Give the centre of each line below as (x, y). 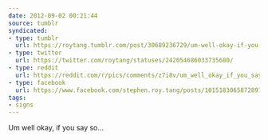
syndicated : (28, 30)
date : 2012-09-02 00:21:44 (53, 16)
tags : (17, 98)
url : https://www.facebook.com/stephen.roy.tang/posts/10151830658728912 (140, 90)
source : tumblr (33, 23)
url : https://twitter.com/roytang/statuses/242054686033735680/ (124, 61)
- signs (21, 105)
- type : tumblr (33, 38)
